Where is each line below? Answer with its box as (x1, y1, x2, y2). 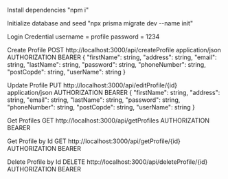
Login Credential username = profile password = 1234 (7, 32, 160, 41)
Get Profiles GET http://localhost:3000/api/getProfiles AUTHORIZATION (7, 116, 210, 125)
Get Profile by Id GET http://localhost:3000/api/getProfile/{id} (7, 137, 181, 145)
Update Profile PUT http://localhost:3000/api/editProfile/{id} (7, 81, 177, 89)
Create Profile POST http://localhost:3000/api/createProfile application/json (7, 46, 222, 54)
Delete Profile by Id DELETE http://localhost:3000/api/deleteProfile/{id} (7, 158, 208, 166)
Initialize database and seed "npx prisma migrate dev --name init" (7, 19, 194, 27)
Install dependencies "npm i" (7, 6, 89, 14)
